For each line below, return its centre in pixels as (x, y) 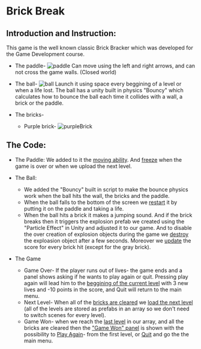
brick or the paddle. (39, 103)
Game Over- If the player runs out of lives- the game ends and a (103, 270)
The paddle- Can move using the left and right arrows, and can (105, 66)
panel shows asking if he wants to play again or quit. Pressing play (106, 276)
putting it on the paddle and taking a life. (74, 208)
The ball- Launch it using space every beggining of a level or (98, 84)
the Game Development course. (46, 54)
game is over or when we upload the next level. (73, 166)
